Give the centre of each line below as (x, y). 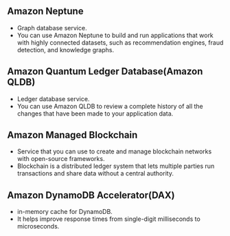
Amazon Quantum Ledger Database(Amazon (105, 72)
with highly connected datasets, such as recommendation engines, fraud (120, 42)
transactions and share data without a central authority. (95, 173)
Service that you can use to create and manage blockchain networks (114, 151)
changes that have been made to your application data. (95, 114)
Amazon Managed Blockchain (72, 135)
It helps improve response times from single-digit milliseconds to (108, 219)
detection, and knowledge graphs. (66, 50)
